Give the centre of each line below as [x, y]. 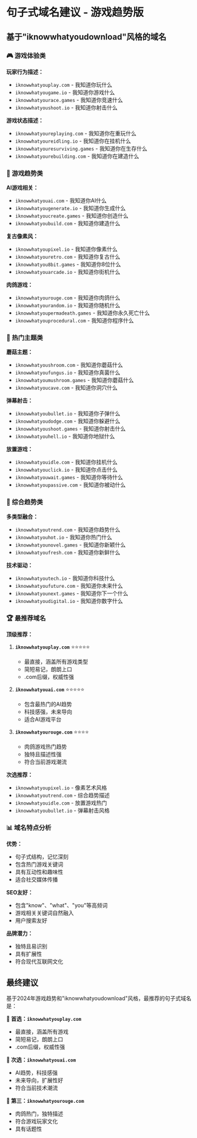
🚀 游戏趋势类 [25, 173]
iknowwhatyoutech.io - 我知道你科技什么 [65, 578]
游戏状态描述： [25, 120]
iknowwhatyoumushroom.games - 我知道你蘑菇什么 [75, 380]
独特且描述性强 [43, 754]
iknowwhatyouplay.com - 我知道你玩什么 [64, 84]
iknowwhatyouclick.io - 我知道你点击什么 [66, 470]
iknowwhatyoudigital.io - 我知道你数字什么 [69, 601]
